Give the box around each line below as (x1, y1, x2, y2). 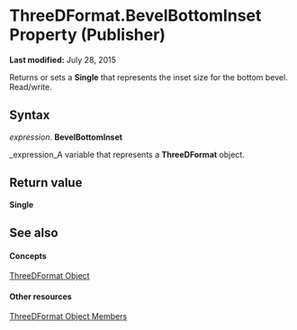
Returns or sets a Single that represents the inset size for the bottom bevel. (9, 71, 288, 82)
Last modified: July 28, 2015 (9, 54, 117, 65)
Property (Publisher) (9, 24, 166, 45)
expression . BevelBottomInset (9, 132, 123, 142)
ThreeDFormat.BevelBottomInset (9, 5, 262, 26)
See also (9, 225, 58, 240)
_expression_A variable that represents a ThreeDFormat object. (9, 149, 245, 160)
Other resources (9, 290, 72, 302)
